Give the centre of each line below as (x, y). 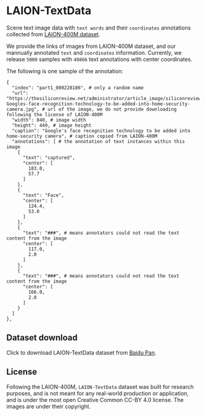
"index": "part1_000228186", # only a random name (78, 88)
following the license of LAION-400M (55, 114)
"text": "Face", (43, 195)
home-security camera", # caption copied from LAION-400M (82, 136)
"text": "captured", (49, 157)
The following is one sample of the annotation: (65, 71)
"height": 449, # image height (52, 125)
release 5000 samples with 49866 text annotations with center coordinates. (100, 59)
